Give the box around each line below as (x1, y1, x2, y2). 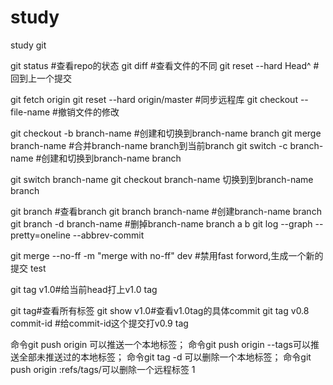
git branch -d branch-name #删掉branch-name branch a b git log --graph (10, 217, 313, 230)
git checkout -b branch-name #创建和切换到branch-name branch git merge (10, 127, 322, 139)
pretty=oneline (10, 229, 71, 241)
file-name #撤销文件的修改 (10, 106, 120, 118)
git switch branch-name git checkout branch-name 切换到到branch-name (10, 173, 314, 185)
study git (10, 39, 47, 51)
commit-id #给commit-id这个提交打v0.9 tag (10, 317, 189, 329)
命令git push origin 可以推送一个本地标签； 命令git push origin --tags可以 (10, 338, 311, 350)
